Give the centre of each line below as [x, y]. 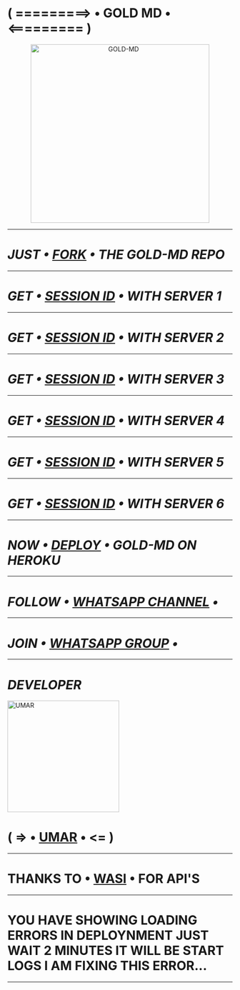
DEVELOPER [45, 685]
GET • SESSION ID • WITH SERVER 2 [116, 338]
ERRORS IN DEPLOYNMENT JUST [108, 935]
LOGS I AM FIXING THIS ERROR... [107, 966]
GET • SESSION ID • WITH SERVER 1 [115, 296]
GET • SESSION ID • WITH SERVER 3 [116, 379]
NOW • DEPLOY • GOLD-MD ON [102, 545]
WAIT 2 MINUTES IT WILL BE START [116, 951]
